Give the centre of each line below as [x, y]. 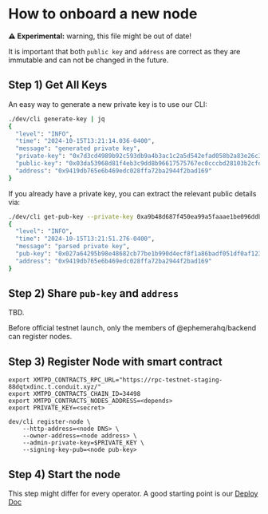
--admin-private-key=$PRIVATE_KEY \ [84, 443]
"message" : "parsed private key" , [73, 247]
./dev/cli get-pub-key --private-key [71, 216]
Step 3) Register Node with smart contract [115, 361]
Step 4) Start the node [65, 474]
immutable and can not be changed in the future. [89, 60]
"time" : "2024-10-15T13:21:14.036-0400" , [85, 141]
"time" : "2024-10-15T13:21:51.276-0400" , [85, 239]
